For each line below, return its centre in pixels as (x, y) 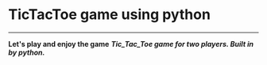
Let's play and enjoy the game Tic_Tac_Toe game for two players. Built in (131, 44)
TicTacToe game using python (109, 15)
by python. (27, 52)
